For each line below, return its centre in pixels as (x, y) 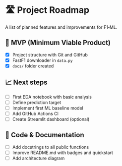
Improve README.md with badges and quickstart (62, 153)
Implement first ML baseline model (48, 108)
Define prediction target (37, 102)
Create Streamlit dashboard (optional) (51, 119)
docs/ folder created (33, 66)
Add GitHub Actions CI (35, 113)
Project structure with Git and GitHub (50, 55)
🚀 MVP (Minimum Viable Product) (58, 43)
